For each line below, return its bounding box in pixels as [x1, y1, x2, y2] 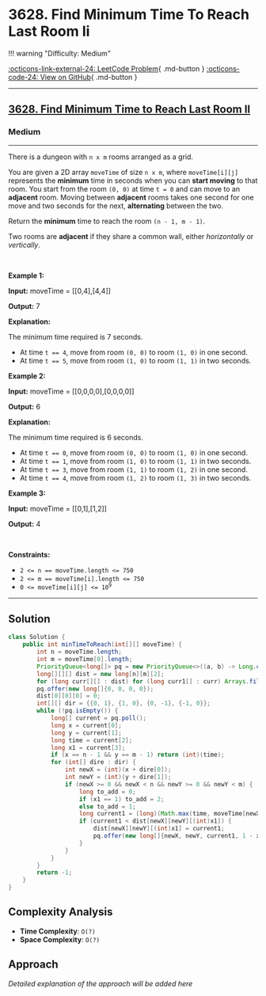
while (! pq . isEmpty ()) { [36, 707, 119, 715]
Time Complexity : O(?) [19, 926, 97, 936]
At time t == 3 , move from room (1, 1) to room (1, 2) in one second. [19, 465, 248, 474]
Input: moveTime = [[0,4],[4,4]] [8, 286, 111, 295]
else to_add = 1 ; [78, 802, 136, 811]
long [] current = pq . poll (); [50, 714, 147, 722]
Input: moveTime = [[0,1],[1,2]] [8, 504, 107, 513]
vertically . [8, 240, 41, 249]
